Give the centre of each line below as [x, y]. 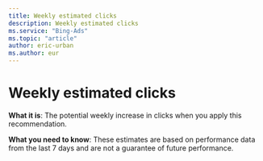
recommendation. [38, 124]
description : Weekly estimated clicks [73, 23]
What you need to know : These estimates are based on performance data [132, 139]
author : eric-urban [41, 46]
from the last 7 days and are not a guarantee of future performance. [121, 148]
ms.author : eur [34, 53]
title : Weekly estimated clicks [63, 16]
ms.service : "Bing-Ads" [48, 31]
